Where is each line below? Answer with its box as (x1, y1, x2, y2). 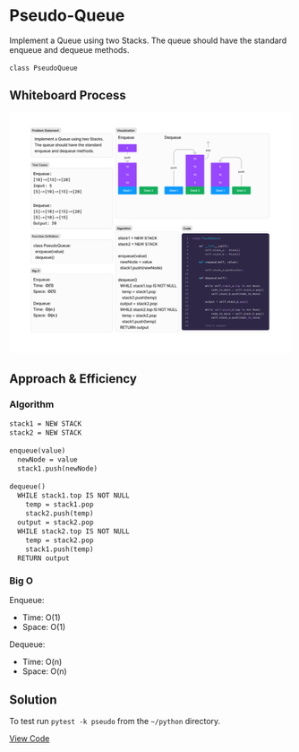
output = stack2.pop (17, 518, 94, 527)
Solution (9, 692, 57, 707)
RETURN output (17, 554, 70, 563)
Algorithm (9, 398, 55, 411)
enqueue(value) (9, 446, 66, 455)
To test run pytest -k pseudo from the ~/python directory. (9, 716, 221, 727)
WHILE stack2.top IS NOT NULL (17, 527, 130, 536)
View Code (9, 733, 50, 744)
